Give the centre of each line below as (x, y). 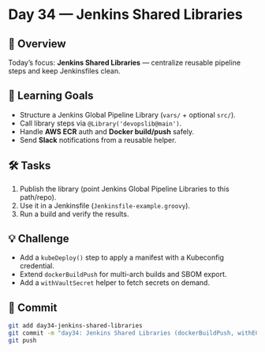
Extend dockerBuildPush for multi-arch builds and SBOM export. (123, 275)
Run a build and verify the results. (74, 214)
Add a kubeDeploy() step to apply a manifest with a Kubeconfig (122, 257)
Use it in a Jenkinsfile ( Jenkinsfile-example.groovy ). (105, 205)
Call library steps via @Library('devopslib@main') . (101, 123)
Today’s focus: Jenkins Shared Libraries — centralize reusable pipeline (125, 62)
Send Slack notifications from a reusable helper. (98, 140)
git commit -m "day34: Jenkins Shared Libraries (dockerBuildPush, (121, 333)
